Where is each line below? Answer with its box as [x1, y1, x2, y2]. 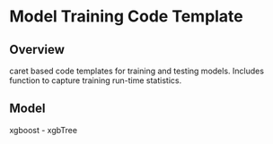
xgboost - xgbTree [9, 124, 78, 135]
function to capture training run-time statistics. [9, 75, 182, 86]
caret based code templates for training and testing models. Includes [9, 65, 265, 76]
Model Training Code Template [9, 6, 244, 27]
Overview [9, 42, 66, 57]
